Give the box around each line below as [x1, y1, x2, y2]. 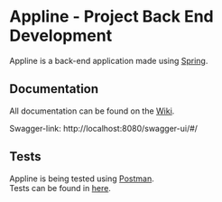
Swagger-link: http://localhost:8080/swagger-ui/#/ [9, 123, 199, 133]
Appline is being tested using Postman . [9, 173, 155, 184]
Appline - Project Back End [9, 6, 214, 27]
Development [9, 25, 113, 46]
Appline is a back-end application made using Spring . [9, 55, 208, 66]
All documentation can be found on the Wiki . [9, 106, 175, 116]
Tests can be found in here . [9, 182, 111, 193]
